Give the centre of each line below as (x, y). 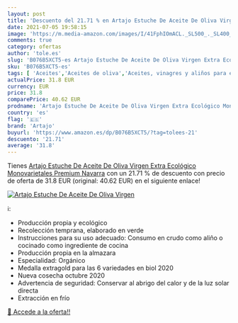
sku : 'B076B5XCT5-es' (39, 67)
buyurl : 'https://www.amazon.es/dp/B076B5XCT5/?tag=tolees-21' (103, 132)
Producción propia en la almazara (67, 253)
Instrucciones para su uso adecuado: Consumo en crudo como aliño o (120, 238)
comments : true (30, 40)
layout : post (27, 14)
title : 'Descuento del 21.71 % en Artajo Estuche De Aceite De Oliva (112, 21)
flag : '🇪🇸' (25, 119)
